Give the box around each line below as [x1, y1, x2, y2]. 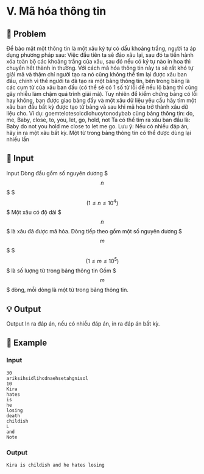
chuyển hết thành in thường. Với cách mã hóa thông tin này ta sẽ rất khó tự [6, 64, 194, 71]
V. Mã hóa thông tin [6, 4, 107, 18]
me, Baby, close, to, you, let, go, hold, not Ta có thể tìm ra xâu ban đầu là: [6, 116, 191, 123]
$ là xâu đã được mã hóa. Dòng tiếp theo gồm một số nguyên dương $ [6, 228, 183, 235]
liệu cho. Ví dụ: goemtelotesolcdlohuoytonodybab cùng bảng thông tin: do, [6, 110, 195, 117]
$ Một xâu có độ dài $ [6, 209, 62, 216]
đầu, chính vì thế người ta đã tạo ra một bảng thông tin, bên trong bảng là [6, 78, 190, 84]
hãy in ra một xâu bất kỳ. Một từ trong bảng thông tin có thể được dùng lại [6, 129, 192, 136]
